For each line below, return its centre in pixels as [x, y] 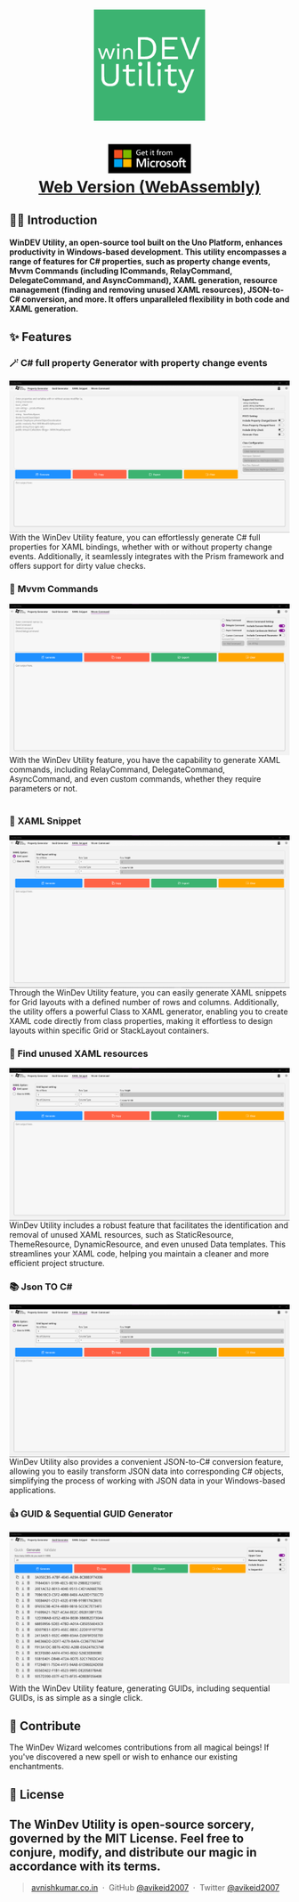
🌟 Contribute [45, 1726]
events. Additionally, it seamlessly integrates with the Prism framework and [147, 557]
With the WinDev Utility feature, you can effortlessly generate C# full [135, 538]
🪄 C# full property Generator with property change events [138, 362]
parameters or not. [44, 788]
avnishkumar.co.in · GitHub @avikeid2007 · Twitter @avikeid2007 [155, 1888]
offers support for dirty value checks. [78, 566]
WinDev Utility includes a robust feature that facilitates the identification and [149, 1225]
